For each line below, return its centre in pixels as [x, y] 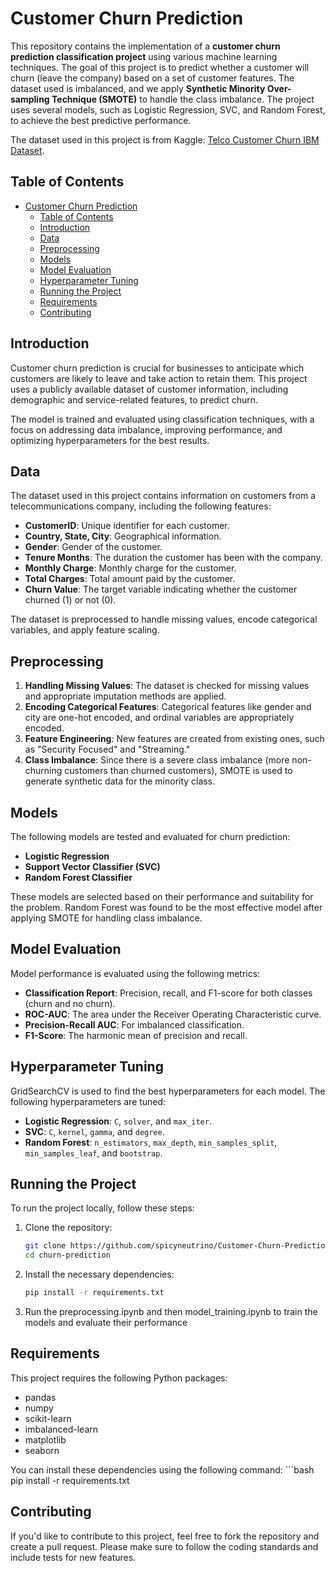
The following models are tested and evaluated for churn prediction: [150, 836]
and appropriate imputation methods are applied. [125, 696]
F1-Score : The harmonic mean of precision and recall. [136, 1035]
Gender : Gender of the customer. [93, 547]
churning [43, 771]
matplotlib [45, 1439]
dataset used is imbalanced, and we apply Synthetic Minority [138, 88]
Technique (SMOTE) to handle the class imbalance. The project [183, 99]
